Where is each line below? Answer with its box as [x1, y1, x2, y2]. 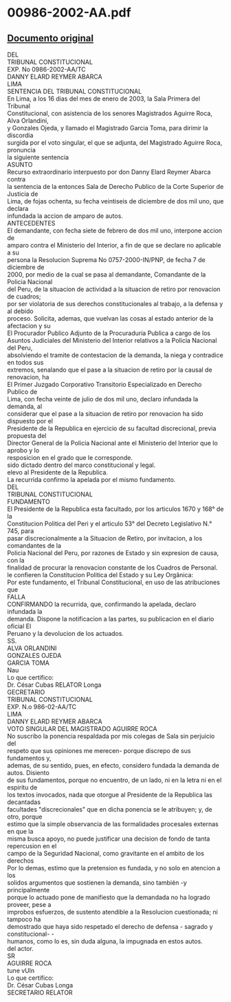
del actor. [7, 945, 34, 952]
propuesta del [7, 432, 47, 439]
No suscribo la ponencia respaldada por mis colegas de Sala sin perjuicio [7, 732, 215, 740]
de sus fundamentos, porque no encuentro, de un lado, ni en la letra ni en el [7, 776, 222, 784]
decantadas [7, 798, 41, 806]
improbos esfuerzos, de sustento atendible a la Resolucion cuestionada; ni [7, 908, 218, 916]
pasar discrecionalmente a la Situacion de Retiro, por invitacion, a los [7, 534, 203, 542]
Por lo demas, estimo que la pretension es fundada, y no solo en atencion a [7, 864, 221, 872]
